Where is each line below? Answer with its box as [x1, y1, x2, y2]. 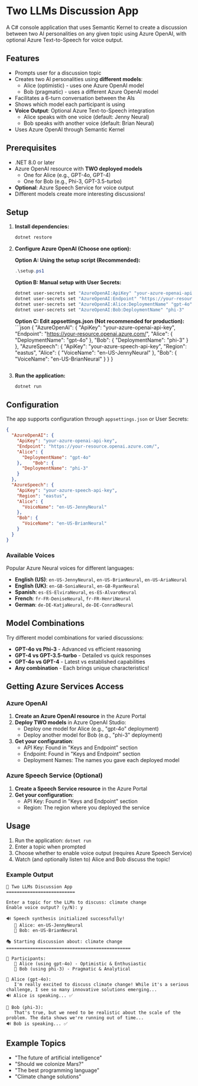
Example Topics [6, 1038, 66, 1049]
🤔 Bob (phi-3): [6, 1004, 44, 1010]
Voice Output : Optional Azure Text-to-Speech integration [14, 107, 155, 114]
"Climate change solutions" [14, 1073, 82, 1080]
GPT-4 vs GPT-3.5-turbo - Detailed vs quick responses [14, 651, 151, 658]
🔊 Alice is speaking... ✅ [6, 992, 73, 998]
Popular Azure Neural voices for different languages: [6, 564, 135, 571]
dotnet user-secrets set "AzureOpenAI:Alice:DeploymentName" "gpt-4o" [14, 301, 193, 307]
